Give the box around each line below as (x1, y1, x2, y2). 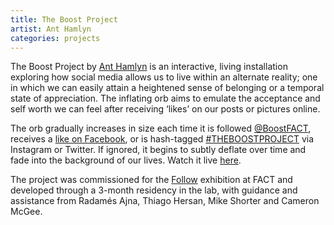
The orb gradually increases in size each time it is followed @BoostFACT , (10, 122, 312, 135)
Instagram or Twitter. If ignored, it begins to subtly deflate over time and (10, 144, 307, 156)
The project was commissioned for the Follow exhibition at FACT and (10, 174, 293, 186)
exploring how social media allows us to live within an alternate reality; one (10, 71, 318, 83)
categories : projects (10, 33, 101, 43)
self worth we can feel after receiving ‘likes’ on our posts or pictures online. (10, 103, 321, 115)
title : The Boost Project (10, 14, 118, 25)
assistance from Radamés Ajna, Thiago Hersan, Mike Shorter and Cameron (10, 195, 320, 207)
